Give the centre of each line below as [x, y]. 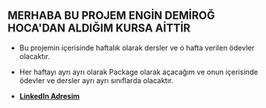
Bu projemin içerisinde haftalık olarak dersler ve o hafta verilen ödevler [137, 48]
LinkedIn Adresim [49, 96]
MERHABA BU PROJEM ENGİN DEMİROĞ [111, 16]
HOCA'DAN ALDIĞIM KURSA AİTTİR [99, 29]
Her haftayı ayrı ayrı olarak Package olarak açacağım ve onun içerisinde [139, 72]
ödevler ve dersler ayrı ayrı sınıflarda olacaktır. [96, 80]
